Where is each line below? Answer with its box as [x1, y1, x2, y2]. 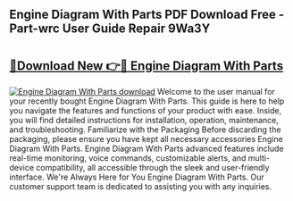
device [9, 163, 34, 172]
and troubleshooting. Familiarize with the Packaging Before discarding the [9, 124, 281, 135]
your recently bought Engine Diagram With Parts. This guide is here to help [9, 96, 285, 106]
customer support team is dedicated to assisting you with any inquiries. [9, 181, 272, 191]
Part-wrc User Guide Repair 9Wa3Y [9, 21, 211, 37]
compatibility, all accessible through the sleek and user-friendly [35, 163, 270, 172]
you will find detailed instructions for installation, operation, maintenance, [9, 115, 280, 125]
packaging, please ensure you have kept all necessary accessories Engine [9, 134, 283, 144]
